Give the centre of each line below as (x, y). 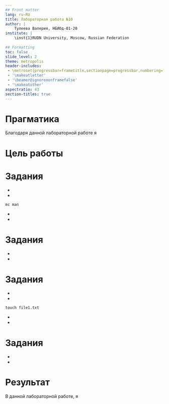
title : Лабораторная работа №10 (39, 19)
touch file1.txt (22, 308)
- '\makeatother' (25, 85)
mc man (12, 205)
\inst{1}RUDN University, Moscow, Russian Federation (72, 38)
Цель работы (34, 153)
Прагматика (32, 119)
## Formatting (20, 47)
